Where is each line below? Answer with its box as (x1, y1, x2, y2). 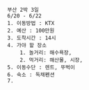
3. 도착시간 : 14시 (7, 35, 56, 42)
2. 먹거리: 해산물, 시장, (19, 57, 83, 64)
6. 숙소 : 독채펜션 (7, 71, 55, 78)
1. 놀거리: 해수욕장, (19, 49, 72, 56)
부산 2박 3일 (7, 6, 40, 13)
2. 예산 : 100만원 (7, 27, 55, 34)
